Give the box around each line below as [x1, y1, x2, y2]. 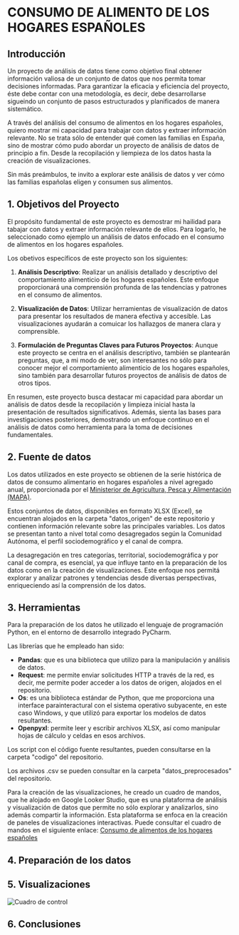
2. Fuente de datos [7, 451, 92, 464]
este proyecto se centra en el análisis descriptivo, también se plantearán [17, 348, 230, 357]
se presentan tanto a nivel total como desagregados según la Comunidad [7, 529, 222, 538]
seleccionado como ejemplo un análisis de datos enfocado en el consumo [7, 233, 225, 241]
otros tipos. [17, 379, 51, 387]
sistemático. [7, 105, 43, 113]
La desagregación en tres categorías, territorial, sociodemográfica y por [7, 551, 218, 559]
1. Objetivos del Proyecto [7, 198, 119, 210]
